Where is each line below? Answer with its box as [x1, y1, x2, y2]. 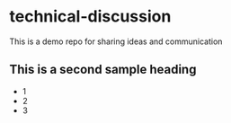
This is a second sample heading [9, 62, 197, 77]
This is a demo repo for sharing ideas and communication [9, 36, 223, 47]
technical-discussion [9, 6, 172, 27]
